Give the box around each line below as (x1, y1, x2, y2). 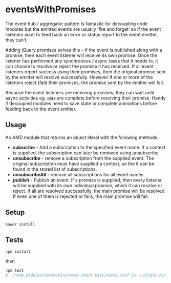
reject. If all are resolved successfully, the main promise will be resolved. (12, 188, 166, 194)
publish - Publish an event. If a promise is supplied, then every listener (12, 177, 162, 183)
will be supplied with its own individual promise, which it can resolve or (12, 182, 163, 188)
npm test (5, 268, 24, 273)
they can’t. (5, 37, 28, 43)
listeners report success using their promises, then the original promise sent (5, 68, 166, 75)
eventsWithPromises (5, 4, 96, 15)
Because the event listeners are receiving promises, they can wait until (5, 89, 155, 95)
